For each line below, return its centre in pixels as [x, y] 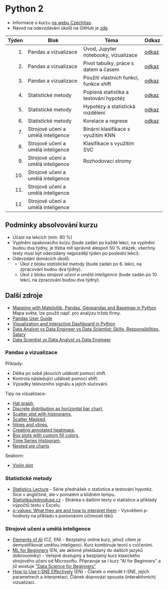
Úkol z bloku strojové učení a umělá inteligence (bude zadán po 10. [89, 274]
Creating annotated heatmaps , [44, 430]
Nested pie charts [31, 446]
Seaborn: [14, 455]
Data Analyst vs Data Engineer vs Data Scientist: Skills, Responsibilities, [86, 329]
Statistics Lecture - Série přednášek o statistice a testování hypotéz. [83, 489]
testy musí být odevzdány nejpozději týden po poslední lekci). [76, 253]
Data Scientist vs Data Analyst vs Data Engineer [61, 339]
